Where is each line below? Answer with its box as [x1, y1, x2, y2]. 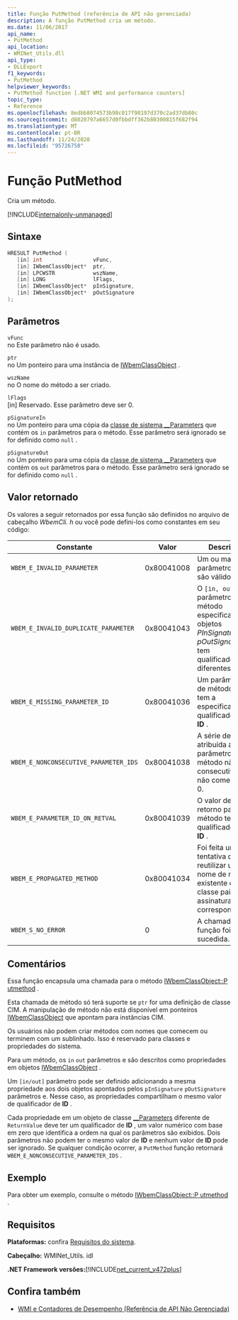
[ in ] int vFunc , [16, 256, 113, 263]
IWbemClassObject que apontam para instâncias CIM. [7, 1013, 165, 1022]
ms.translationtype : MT [7, 122, 78, 130]
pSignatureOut [7, 449, 50, 457]
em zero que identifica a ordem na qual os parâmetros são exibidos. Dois [7, 1128, 221, 1137]
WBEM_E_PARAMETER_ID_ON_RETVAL [11, 814, 117, 822]
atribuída [197, 739, 227, 749]
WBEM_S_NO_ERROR [11, 926, 66, 934]
